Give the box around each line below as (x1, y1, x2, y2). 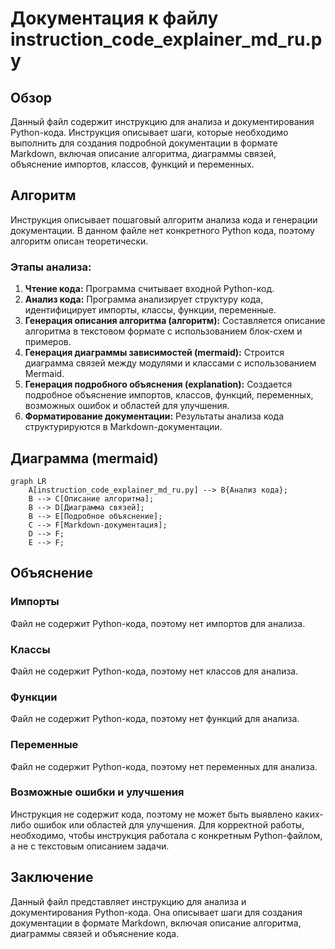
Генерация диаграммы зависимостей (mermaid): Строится (24, 347, 285, 359)
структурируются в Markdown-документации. (24, 421, 223, 433)
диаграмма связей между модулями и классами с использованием (24, 357, 317, 369)
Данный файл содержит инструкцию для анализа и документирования (10, 116, 315, 127)
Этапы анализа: (10, 260, 92, 274)
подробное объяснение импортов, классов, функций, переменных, (24, 389, 314, 401)
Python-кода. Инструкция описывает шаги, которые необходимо (10, 127, 289, 138)
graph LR (10, 476, 47, 486)
